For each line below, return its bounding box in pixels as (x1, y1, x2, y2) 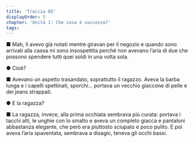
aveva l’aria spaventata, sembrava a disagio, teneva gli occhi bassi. (6, 130, 168, 137)
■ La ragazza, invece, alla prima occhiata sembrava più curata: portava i (6, 111, 181, 118)
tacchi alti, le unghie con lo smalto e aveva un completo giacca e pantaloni (6, 117, 185, 124)
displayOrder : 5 (6, 14, 46, 20)
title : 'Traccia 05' (6, 8, 57, 15)
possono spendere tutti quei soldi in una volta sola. (6, 53, 129, 60)
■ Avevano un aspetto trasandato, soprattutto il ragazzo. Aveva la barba (6, 76, 180, 83)
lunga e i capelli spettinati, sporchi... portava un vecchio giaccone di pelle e (6, 82, 188, 89)
